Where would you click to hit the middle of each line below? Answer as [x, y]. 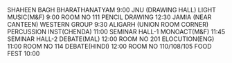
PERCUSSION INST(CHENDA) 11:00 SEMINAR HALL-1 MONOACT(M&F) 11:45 [116, 32]
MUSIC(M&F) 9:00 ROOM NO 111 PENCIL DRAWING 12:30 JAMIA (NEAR [109, 17]
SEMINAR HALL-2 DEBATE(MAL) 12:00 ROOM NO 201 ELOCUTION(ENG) [111, 39]
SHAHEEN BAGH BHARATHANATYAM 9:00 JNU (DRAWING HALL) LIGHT [112, 10]
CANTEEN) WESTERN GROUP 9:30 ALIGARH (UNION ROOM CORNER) [108, 24]
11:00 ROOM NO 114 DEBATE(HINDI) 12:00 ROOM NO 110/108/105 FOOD [110, 46]
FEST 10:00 [24, 53]
